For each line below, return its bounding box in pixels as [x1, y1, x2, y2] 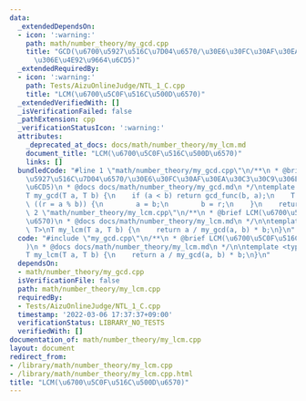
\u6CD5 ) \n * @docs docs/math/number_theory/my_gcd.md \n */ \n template [25, 183, 296, 192]
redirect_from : [9, 352, 67, 361]
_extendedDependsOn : [17, 22, 96, 31]
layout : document [9, 344, 76, 353]
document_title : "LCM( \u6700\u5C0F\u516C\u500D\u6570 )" [25, 149, 243, 158]
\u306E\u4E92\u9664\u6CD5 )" [33, 56, 141, 65]
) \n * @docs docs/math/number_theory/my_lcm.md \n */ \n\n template [25, 242, 280, 252]
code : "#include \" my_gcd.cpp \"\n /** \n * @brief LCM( [17, 233, 226, 242]
